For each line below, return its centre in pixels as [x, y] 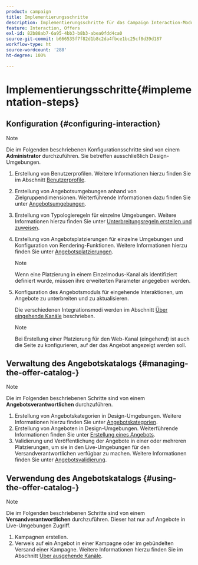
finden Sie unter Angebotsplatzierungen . [64, 252]
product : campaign [29, 11]
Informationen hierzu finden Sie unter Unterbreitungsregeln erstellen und [103, 221]
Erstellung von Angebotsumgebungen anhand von [75, 191]
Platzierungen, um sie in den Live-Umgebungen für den [82, 447]
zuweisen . [27, 227]
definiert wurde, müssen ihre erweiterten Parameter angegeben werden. [103, 280]
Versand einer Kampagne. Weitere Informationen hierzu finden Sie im [99, 550]
